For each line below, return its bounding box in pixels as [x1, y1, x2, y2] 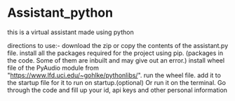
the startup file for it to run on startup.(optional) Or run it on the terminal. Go [7, 78, 227, 86]
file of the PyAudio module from [7, 63, 100, 72]
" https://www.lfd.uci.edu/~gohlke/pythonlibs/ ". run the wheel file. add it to [7, 71, 221, 79]
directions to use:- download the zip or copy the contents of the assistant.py [7, 41, 229, 49]
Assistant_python [7, 5, 114, 21]
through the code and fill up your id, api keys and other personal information [7, 86, 228, 94]
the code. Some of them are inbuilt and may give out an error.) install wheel [7, 56, 225, 64]
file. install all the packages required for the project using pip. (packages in [7, 49, 223, 57]
